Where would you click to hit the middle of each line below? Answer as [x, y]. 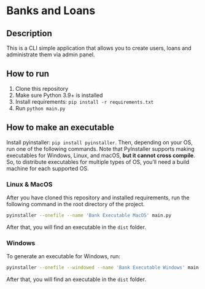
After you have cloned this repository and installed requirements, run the [98, 198]
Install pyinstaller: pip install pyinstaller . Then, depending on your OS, [100, 142]
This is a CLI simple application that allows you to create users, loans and [99, 48]
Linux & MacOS [29, 184]
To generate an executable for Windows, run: [64, 256]
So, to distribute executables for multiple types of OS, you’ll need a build [98, 162]
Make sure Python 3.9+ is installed [59, 95]
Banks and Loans [51, 11]
